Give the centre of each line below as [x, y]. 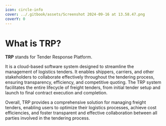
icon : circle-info [24, 10]
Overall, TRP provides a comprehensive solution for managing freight [76, 102]
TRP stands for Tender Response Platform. [49, 57]
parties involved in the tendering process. [48, 118]
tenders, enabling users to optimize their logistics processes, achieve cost [81, 108]
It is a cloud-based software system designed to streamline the [70, 67]
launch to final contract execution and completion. [56, 93]
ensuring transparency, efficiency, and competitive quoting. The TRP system [83, 83]
